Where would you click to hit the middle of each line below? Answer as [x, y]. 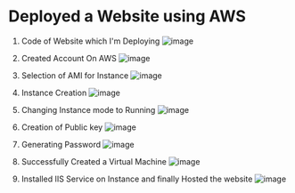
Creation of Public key [62, 127]
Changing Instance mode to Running [88, 109]
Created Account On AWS [69, 58]
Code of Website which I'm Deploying [90, 41]
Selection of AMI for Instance [75, 75]
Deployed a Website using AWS [127, 16]
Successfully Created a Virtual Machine [94, 161]
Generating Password [61, 144]
